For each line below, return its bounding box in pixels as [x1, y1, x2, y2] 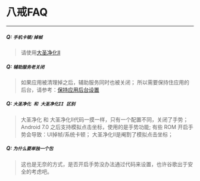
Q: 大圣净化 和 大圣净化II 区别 [6, 100, 76, 107]
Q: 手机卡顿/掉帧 [6, 33, 43, 40]
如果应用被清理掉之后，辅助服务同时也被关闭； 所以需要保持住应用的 [20, 79, 189, 86]
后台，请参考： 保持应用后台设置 [20, 86, 99, 93]
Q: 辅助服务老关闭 [6, 63, 45, 70]
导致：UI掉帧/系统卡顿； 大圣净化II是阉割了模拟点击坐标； [31, 130, 174, 138]
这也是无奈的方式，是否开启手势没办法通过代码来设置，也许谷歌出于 [20, 160, 188, 167]
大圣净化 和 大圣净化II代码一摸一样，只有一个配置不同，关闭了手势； [20, 116, 189, 123]
